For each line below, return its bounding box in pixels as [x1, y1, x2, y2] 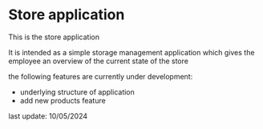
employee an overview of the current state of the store [8, 56, 188, 66]
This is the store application [8, 32, 100, 42]
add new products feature [19, 95, 106, 105]
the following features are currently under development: [8, 71, 193, 81]
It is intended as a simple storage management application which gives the [8, 47, 255, 57]
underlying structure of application [19, 87, 135, 97]
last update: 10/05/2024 [8, 111, 88, 121]
